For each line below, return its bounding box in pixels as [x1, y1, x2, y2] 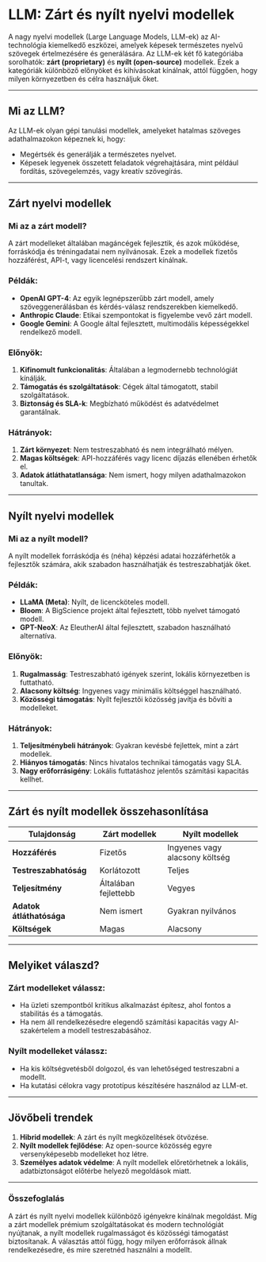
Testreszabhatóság [12, 864, 87, 875]
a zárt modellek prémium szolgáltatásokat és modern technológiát [8, 1219, 224, 1229]
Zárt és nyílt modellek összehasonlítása [8, 805, 209, 819]
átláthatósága [12, 910, 66, 921]
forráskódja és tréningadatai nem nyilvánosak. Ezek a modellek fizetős [8, 247, 238, 257]
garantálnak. [19, 407, 61, 417]
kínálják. [19, 373, 47, 383]
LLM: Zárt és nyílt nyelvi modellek [8, 6, 235, 24]
